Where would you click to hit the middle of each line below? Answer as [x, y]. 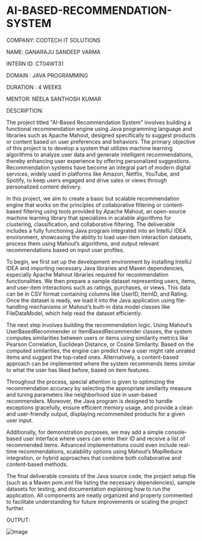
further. [16, 508]
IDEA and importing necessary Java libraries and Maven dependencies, [95, 268]
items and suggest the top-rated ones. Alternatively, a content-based [93, 357]
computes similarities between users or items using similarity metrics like [97, 337]
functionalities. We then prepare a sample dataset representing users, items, [101, 281]
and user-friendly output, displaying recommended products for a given [96, 414]
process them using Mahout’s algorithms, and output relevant [83, 244]
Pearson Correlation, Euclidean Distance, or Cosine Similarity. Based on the [100, 344]
